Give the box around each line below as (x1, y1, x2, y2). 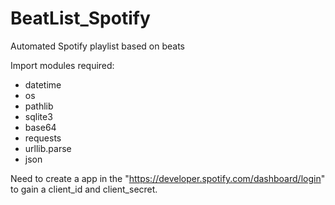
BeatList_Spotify (10, 7, 151, 30)
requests (24, 132, 62, 144)
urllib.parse (24, 142, 72, 154)
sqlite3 (24, 110, 53, 122)
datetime (24, 78, 62, 91)
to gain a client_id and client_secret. (10, 183, 158, 195)
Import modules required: (10, 59, 115, 71)
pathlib (24, 100, 54, 112)
